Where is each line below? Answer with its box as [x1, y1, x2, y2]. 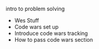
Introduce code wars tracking [14, 30, 88, 37]
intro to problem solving [5, 5, 65, 12]
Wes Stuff [14, 17, 40, 24]
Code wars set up [14, 24, 59, 30]
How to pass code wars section [14, 36, 93, 43]
